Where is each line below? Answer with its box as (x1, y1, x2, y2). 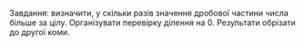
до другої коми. (9, 27, 70, 37)
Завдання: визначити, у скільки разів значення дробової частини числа (9, 8, 289, 18)
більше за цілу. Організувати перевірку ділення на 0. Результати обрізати (9, 17, 296, 28)
